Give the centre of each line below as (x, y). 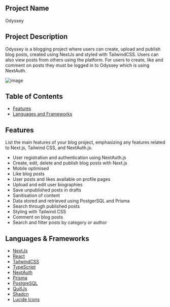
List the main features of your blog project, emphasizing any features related (85, 143)
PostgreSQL (25, 283)
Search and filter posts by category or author (60, 222)
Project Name (27, 8)
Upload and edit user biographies (47, 185)
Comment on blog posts (38, 217)
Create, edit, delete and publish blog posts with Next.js (70, 163)
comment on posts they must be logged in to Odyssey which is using (77, 65)
